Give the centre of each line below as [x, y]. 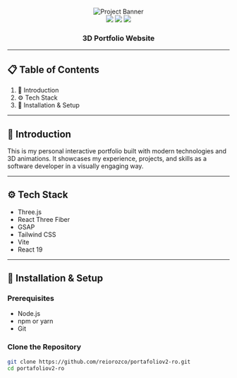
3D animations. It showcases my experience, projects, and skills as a [107, 158]
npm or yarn [35, 321]
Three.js [30, 212]
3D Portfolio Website [119, 38]
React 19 [30, 249]
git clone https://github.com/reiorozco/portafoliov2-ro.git [99, 362]
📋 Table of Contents [54, 70]
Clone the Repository [44, 347]
